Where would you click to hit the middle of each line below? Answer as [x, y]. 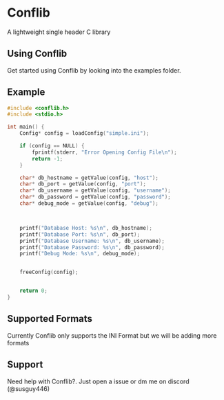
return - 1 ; [48, 158]
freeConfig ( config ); [49, 272]
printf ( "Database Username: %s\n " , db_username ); [92, 241]
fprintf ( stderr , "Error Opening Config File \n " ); [104, 152]
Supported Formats [50, 319]
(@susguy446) [29, 388]
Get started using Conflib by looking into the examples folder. [94, 70]
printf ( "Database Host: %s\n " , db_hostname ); [86, 228]
